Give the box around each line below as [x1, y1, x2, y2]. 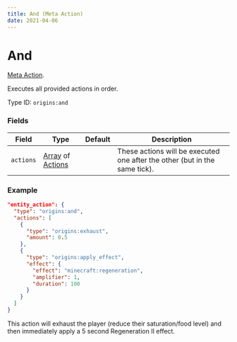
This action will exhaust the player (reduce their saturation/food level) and [7, 319, 222, 328]
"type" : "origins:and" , [13, 207, 83, 215]
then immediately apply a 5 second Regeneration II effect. [7, 326, 175, 335]
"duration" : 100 [32, 280, 80, 287]
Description [151, 134, 192, 144]
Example [7, 185, 38, 195]
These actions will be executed [117, 146, 220, 156]
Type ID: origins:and [7, 98, 68, 107]
